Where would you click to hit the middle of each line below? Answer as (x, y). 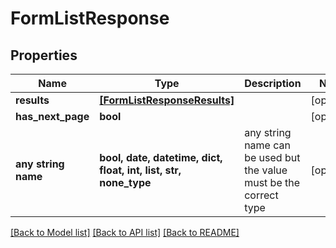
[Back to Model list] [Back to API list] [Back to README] (125, 232)
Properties (44, 55)
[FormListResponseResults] (167, 100)
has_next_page (52, 116)
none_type (125, 182)
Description (273, 83)
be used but (272, 157)
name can (267, 145)
